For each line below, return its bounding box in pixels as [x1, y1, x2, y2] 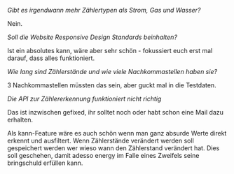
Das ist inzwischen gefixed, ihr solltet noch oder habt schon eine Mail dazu [7, 108, 224, 116]
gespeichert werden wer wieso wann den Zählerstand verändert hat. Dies [7, 144, 220, 152]
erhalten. [7, 115, 34, 124]
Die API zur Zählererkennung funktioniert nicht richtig [7, 94, 162, 103]
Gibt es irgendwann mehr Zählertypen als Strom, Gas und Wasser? [7, 6, 201, 14]
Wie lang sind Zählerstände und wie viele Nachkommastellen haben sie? [7, 68, 218, 75]
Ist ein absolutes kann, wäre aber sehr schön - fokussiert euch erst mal [7, 47, 213, 55]
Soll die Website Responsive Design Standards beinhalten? [7, 33, 177, 41]
